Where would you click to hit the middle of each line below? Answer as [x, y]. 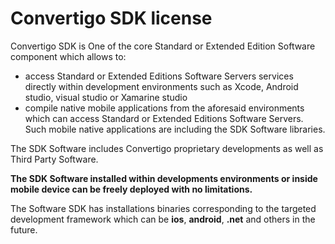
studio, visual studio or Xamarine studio [106, 97]
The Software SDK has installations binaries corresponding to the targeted [163, 208]
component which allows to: [68, 56]
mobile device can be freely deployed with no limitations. [131, 189]
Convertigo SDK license [111, 18]
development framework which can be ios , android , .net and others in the [163, 219]
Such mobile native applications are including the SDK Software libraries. [175, 129]
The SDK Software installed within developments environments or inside [164, 178]
